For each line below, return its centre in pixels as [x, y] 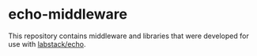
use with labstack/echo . [47, 44]
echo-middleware [68, 14]
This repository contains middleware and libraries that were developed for [128, 36]
